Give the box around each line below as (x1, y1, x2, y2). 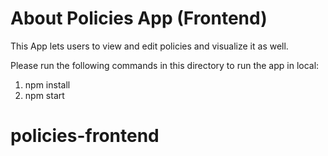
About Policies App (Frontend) (10, 7, 268, 30)
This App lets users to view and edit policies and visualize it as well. (10, 40, 289, 52)
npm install (24, 78, 71, 91)
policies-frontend (10, 125, 160, 147)
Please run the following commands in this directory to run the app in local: (10, 59, 320, 71)
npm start (24, 89, 65, 101)
